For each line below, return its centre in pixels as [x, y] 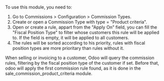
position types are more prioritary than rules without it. [68, 48]
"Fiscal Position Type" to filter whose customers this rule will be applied [86, 32]
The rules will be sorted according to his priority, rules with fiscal [79, 43]
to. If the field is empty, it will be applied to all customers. [71, 38]
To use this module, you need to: [39, 7]
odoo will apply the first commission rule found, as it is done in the [73, 68]
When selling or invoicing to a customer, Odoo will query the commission [80, 58]
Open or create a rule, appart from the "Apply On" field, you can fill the [85, 27]
